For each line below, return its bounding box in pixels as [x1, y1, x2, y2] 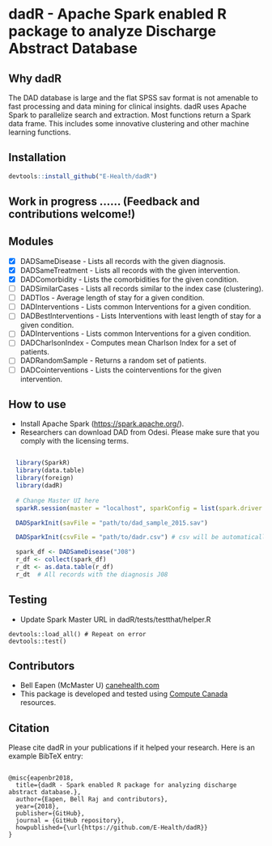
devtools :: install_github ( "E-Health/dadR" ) [8, 172, 158, 181]
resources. [19, 698, 57, 708]
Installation [8, 151, 66, 164]
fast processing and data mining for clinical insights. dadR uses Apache [8, 102, 247, 111]
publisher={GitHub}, [15, 810, 85, 818]
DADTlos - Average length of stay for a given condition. [19, 293, 205, 303]
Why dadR [8, 71, 62, 85]
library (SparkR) [15, 459, 70, 467]
